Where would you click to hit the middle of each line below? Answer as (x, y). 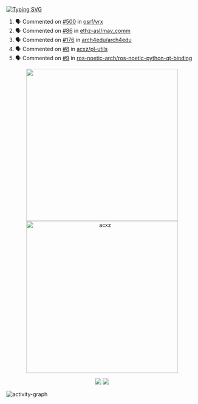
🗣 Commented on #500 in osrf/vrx (59, 22)
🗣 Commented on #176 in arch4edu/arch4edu (73, 40)
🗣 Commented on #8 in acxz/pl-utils (61, 49)
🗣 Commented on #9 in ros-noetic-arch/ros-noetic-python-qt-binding (104, 58)
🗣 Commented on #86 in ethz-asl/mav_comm (73, 31)
